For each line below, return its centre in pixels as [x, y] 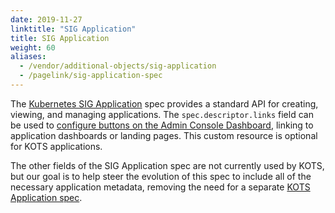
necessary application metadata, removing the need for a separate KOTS [160, 187]
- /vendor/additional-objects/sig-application [118, 66]
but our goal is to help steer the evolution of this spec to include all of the [161, 176]
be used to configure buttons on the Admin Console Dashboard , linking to [162, 125]
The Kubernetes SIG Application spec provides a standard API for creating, [164, 103]
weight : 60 [33, 47]
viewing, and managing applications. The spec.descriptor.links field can [162, 114]
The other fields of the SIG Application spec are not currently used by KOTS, [167, 165]
